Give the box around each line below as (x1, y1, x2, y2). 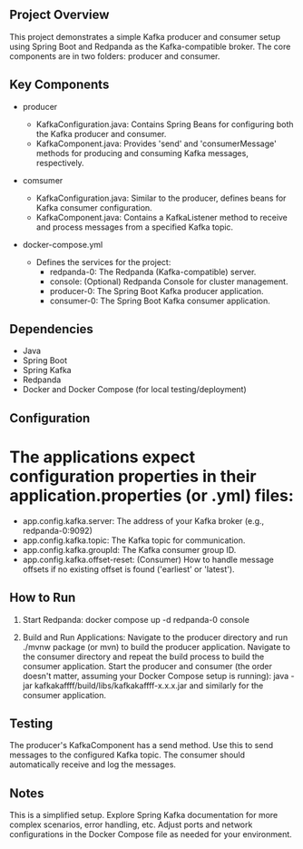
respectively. (35, 157, 84, 168)
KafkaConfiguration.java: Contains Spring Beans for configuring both (35, 118, 294, 130)
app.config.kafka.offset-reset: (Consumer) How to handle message (22, 554, 274, 565)
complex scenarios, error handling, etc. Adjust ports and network (9, 819, 253, 830)
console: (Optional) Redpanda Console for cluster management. (49, 276, 288, 287)
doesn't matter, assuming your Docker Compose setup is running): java (22, 670, 289, 681)
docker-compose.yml (22, 239, 103, 250)
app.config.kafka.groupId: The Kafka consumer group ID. (22, 544, 237, 555)
